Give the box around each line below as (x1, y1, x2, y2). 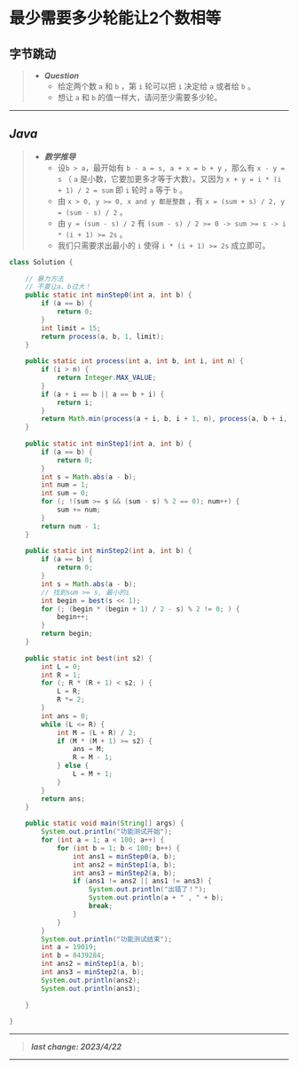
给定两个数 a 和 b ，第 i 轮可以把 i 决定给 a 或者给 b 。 (57, 81, 255, 91)
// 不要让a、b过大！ (25, 282, 91, 291)
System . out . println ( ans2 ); (41, 976, 141, 985)
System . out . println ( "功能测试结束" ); (41, 934, 173, 944)
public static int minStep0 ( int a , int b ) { (25, 290, 192, 300)
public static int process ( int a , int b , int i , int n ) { (25, 357, 244, 366)
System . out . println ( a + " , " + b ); (88, 893, 224, 902)
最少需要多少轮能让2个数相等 (9, 8, 222, 28)
